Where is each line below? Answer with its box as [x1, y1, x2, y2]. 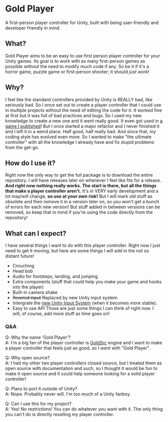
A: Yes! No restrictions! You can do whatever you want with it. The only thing [5, 406, 163, 412]
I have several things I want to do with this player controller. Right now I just [5, 242, 160, 248]
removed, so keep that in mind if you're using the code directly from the [5, 209, 153, 215]
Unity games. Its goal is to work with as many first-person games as [5, 58, 145, 64]
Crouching [12, 263, 34, 269]
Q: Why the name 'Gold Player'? [5, 334, 71, 340]
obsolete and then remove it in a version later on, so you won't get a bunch [5, 199, 159, 205]
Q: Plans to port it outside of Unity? [5, 386, 77, 392]
